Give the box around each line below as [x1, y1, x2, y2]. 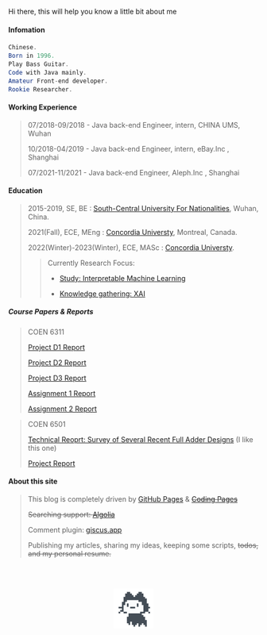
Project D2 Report [27, 357, 87, 368]
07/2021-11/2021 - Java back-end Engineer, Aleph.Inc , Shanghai [27, 167, 240, 177]
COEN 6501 [27, 419, 66, 429]
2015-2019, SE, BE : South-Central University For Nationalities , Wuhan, [27, 203, 259, 213]
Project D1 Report [27, 342, 85, 352]
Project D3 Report [27, 373, 87, 383]
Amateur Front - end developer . [8, 77, 109, 85]
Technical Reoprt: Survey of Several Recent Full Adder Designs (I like [27, 434, 254, 444]
